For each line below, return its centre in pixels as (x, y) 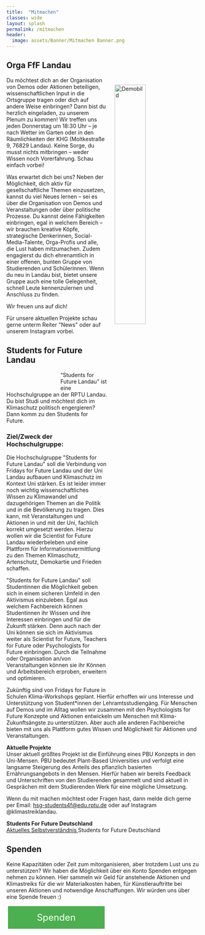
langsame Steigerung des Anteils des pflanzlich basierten (79, 767)
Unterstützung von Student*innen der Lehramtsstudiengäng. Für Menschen (102, 703)
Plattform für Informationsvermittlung (53, 549)
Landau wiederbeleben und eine (47, 542)
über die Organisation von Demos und (54, 203)
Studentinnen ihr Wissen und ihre (48, 613)
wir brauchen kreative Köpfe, (43, 229)
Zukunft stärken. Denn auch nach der (54, 626)
